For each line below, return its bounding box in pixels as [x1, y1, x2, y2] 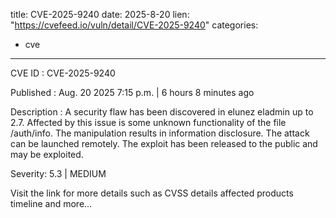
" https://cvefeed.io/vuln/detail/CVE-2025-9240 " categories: [10, 19, 259, 31]
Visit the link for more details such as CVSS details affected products [10, 187, 294, 199]
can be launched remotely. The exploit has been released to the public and [10, 138, 318, 149]
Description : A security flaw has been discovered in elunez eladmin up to [10, 106, 314, 118]
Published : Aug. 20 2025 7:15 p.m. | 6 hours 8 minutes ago [10, 87, 255, 98]
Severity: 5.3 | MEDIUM [10, 168, 107, 179]
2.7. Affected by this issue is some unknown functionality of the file [10, 117, 287, 128]
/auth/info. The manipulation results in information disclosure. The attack [10, 127, 310, 139]
